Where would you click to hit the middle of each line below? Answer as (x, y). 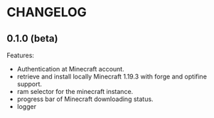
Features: (21, 55)
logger (27, 106)
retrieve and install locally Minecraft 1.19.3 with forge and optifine (112, 76)
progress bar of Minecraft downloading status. (85, 99)
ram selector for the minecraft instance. (75, 92)
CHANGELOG (47, 12)
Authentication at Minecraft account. (71, 69)
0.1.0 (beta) (32, 39)
